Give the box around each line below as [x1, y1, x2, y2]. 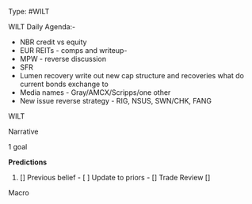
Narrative [8, 127, 39, 136]
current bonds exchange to [19, 79, 109, 89]
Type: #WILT [8, 7, 50, 16]
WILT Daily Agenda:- [8, 22, 76, 31]
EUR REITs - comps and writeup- [19, 46, 128, 55]
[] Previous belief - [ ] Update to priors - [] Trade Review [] [19, 173, 211, 182]
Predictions [8, 157, 48, 167]
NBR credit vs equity [19, 37, 87, 47]
